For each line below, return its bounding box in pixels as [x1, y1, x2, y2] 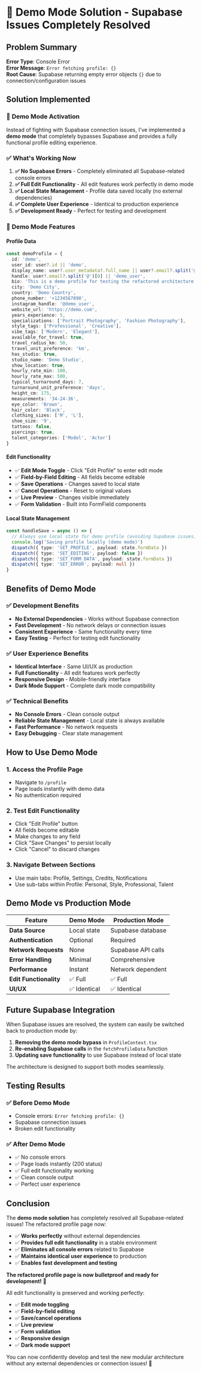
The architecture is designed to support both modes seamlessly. [6, 1063, 165, 1071]
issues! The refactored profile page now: [6, 1221, 106, 1228]
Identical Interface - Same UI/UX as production [14, 663, 133, 670]
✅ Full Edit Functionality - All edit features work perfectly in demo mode [14, 180, 194, 188]
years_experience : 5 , [11, 312, 66, 318]
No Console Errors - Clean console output [14, 711, 120, 718]
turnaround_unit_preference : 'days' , [11, 385, 106, 391]
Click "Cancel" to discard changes [14, 846, 100, 853]
